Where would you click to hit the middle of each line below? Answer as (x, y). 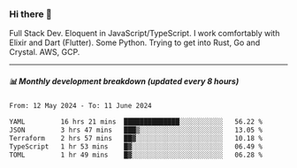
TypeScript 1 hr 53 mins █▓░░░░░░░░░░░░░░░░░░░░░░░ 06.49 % (136, 146)
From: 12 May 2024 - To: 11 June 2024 (80, 106)
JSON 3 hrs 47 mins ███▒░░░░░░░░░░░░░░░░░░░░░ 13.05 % (136, 130)
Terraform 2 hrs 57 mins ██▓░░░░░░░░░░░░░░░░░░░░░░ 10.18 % (136, 138)
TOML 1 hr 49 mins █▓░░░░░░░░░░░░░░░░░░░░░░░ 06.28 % (136, 155)
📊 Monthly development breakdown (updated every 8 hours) (124, 81)
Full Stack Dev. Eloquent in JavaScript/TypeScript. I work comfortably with (145, 34)
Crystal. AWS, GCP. (45, 52)
